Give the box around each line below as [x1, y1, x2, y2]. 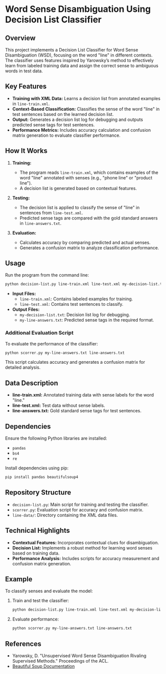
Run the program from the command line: [5, 272, 89, 278]
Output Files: [12, 306, 40, 313]
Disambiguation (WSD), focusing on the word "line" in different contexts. [5, 52, 153, 58]
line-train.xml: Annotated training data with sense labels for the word [12, 392, 154, 398]
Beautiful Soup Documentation [12, 663, 75, 669]
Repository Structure [5, 488, 72, 497]
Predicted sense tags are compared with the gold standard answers [19, 215, 158, 221]
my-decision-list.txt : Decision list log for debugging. [19, 312, 130, 318]
